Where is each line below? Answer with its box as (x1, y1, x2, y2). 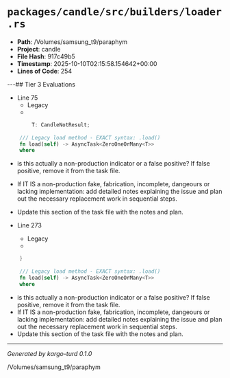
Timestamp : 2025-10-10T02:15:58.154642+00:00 (16, 59, 157, 67)
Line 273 (16, 221, 42, 230)
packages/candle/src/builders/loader (7, 5, 222, 19)
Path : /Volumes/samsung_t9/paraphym (16, 37, 128, 46)
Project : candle (16, 45, 61, 53)
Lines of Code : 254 (16, 67, 73, 75)
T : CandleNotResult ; (31, 121, 90, 129)
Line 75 (16, 93, 38, 102)
